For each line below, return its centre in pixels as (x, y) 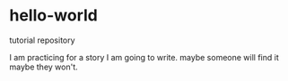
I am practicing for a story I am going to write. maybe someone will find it (144, 57)
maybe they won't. (44, 67)
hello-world (54, 16)
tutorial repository (42, 40)
